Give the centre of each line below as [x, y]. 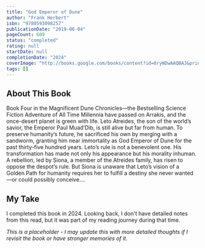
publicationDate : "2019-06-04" [46, 29]
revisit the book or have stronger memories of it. [67, 238]
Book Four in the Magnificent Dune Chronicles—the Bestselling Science [96, 108]
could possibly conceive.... [52, 180]
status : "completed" [33, 40]
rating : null [23, 46]
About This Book [39, 93]
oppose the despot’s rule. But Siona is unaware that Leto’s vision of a [93, 167]
